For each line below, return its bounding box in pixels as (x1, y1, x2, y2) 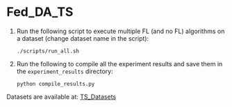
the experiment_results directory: (16, 67, 113, 75)
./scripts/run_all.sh (16, 48, 79, 55)
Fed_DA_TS (6, 4, 74, 20)
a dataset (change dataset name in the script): (16, 34, 149, 42)
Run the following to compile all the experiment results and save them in (16, 59, 223, 68)
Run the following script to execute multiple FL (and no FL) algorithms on (16, 27, 225, 35)
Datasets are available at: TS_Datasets (6, 93, 116, 101)
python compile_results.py (16, 80, 95, 87)
